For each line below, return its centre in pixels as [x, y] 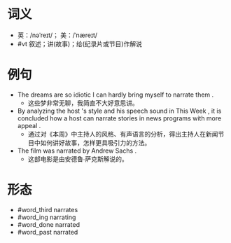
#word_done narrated [49, 224]
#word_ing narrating [47, 217]
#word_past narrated [48, 232]
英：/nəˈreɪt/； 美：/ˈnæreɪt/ [57, 35]
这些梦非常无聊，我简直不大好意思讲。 [83, 103]
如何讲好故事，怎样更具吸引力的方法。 [96, 143]
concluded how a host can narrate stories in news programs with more [119, 118]
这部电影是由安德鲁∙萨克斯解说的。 [78, 159]
